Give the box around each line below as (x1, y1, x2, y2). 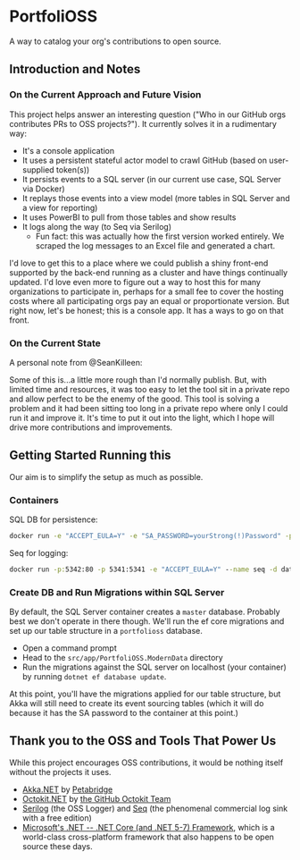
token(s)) (56, 164, 90, 175)
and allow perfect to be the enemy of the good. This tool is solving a (9, 393, 261, 404)
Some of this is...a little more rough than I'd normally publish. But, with (9, 374, 267, 385)
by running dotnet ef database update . (21, 671, 167, 682)
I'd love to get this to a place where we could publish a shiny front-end (9, 257, 269, 268)
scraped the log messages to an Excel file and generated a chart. (35, 240, 276, 251)
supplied (21, 164, 55, 175)
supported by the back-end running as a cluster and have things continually (9, 266, 288, 278)
